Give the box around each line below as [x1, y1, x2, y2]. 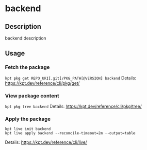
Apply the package [5, 115, 51, 122]
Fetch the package [5, 64, 50, 71]
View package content [5, 92, 60, 99]
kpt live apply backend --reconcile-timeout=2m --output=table [5, 131, 136, 136]
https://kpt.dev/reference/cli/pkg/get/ [5, 80, 80, 86]
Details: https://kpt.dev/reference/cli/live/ [5, 139, 87, 145]
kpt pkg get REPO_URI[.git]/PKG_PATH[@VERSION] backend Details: [5, 75, 137, 81]
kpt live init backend [5, 127, 51, 131]
